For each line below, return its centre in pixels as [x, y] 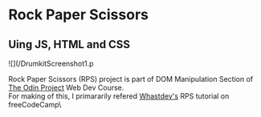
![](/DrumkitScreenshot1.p [51, 63]
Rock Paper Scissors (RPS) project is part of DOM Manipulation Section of [131, 79]
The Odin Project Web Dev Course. [66, 87]
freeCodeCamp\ [35, 105]
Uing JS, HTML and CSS [69, 44]
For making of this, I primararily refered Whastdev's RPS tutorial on [119, 96]
